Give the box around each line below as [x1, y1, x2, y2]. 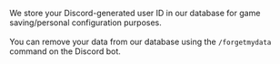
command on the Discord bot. [9, 46, 121, 57]
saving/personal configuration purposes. [9, 17, 162, 28]
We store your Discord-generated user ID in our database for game [9, 8, 261, 18]
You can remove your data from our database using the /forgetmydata [9, 36, 272, 47]
